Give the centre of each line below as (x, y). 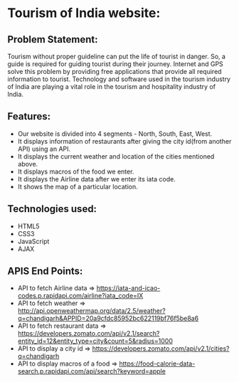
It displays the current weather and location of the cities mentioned (116, 156)
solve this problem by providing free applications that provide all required (115, 71)
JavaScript (33, 241)
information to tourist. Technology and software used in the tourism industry (119, 79)
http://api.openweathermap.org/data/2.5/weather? (91, 311)
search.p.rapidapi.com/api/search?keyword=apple (91, 371)
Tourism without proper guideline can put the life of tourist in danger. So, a (117, 56)
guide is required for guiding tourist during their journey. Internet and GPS (116, 64)
